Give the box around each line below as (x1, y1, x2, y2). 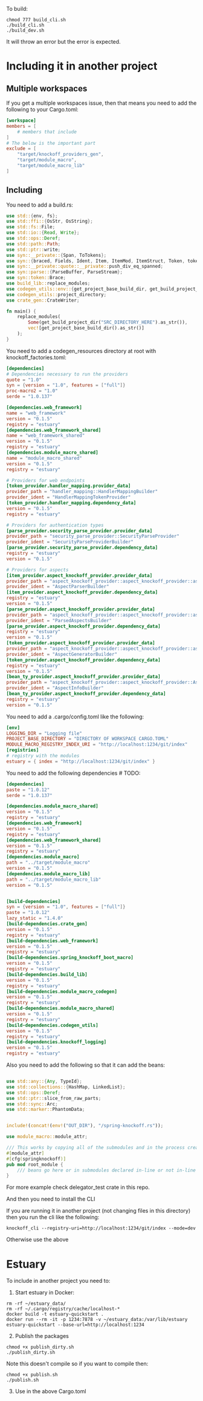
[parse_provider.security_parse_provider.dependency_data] (6, 545, 158, 551)
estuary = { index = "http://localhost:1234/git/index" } (6, 758, 155, 764)
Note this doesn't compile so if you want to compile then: (6, 1360, 149, 1368)
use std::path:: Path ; (6, 240, 61, 247)
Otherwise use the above (6, 1236, 69, 1244)
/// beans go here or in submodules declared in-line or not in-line (17, 1167, 196, 1173)
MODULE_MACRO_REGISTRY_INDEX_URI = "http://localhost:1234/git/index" (6, 741, 188, 747)
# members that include (17, 128, 77, 135)
